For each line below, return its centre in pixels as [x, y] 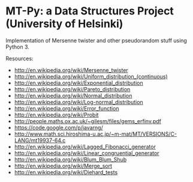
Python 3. [17, 47]
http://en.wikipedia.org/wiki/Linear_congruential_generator [87, 153]
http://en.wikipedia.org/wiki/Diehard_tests [66, 172]
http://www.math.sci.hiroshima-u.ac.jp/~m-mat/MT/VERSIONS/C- [96, 134]
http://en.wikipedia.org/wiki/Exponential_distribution [79, 83]
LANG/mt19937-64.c [40, 140]
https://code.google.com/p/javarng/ [58, 127]
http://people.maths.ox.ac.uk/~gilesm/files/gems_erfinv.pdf [88, 121]
